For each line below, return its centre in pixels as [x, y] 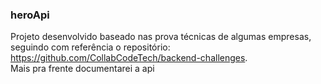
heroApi [30, 15]
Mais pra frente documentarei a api [82, 69]
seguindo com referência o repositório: [90, 47]
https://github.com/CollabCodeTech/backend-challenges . [129, 58]
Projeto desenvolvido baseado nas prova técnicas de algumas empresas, [161, 37]
